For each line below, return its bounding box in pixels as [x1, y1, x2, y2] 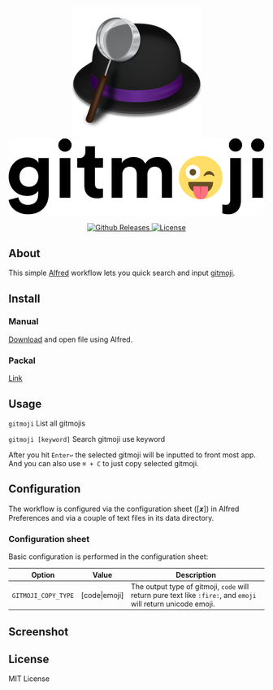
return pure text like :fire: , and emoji [131, 590, 257, 600]
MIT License [8, 674, 50, 683]
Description [175, 570, 217, 579]
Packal [8, 355, 36, 366]
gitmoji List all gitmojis [8, 418, 86, 428]
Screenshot [8, 625, 69, 639]
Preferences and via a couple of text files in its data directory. [8, 513, 214, 522]
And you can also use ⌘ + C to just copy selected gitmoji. [8, 458, 199, 468]
